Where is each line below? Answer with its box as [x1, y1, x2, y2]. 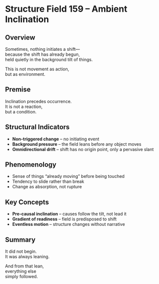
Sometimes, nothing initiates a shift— [5, 46, 80, 52]
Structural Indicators [5, 123, 70, 131]
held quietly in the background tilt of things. [5, 57, 93, 62]
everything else [5, 268, 37, 274]
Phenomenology [5, 160, 57, 169]
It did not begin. [5, 248, 37, 255]
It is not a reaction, [5, 104, 43, 109]
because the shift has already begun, [5, 51, 80, 57]
